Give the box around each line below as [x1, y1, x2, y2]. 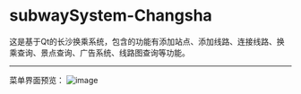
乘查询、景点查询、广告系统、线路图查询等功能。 [9, 47, 190, 58]
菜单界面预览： [9, 74, 64, 85]
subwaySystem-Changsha [9, 5, 212, 26]
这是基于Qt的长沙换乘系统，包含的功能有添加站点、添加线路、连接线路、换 [9, 36, 285, 47]
